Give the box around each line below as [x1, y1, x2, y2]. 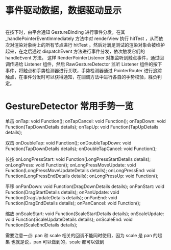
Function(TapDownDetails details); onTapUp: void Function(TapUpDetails [5, 124, 159, 130]
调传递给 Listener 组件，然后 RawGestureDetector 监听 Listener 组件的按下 [5, 61, 162, 67]
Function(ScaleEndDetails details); [5, 222, 78, 228]
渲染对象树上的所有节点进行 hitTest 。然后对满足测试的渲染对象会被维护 [14, 42, 165, 48]
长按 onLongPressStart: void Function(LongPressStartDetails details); [5, 156, 151, 162]
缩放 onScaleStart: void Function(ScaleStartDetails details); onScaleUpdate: [5, 211, 164, 217]
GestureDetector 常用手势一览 [5, 100, 134, 112]
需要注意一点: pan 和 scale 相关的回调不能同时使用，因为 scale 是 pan [5, 233, 152, 239]
